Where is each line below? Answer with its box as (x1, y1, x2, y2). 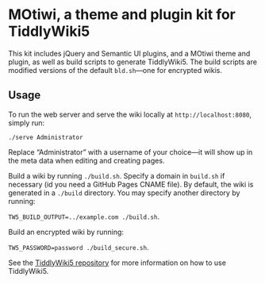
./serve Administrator (8, 133, 83, 141)
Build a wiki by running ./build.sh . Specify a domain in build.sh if (8, 171, 225, 180)
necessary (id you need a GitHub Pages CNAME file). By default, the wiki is (8, 179, 254, 189)
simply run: (8, 117, 45, 128)
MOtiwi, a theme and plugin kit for (8, 6, 236, 24)
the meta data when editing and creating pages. (8, 155, 165, 165)
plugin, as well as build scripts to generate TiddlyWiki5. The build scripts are (8, 57, 258, 67)
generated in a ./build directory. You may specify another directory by (8, 188, 240, 198)
